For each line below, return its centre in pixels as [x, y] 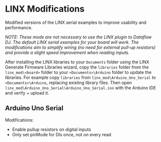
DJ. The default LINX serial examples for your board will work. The [72, 42]
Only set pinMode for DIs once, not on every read [62, 134]
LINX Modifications [45, 9]
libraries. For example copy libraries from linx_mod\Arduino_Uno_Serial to [80, 77]
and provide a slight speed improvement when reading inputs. [67, 53]
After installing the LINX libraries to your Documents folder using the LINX [77, 62]
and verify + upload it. [27, 93]
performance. [19, 27]
